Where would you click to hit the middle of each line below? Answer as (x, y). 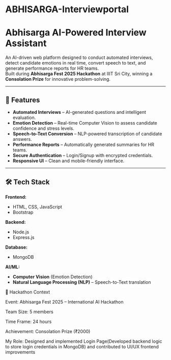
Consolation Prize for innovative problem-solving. (58, 79)
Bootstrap (23, 212)
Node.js (21, 232)
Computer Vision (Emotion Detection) (52, 277)
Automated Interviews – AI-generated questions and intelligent (79, 112)
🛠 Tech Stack (27, 182)
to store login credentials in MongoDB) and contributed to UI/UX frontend (82, 346)
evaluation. (24, 117)
